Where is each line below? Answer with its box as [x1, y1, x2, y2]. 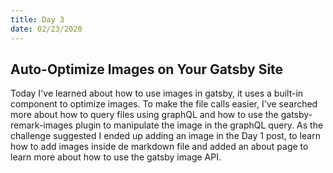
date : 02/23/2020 [10, 24, 83, 34]
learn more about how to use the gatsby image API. [10, 151, 222, 163]
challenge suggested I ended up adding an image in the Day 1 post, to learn [10, 130, 321, 142]
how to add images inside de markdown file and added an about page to [10, 141, 309, 153]
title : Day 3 [10, 14, 65, 25]
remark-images [10, 119, 73, 131]
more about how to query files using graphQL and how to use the [10, 109, 279, 121]
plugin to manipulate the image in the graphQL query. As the [74, 119, 324, 131]
